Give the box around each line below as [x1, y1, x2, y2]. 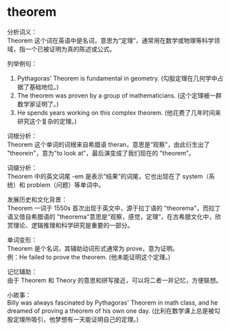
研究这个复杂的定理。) [16, 117, 77, 125]
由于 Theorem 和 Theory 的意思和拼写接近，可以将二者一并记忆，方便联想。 [7, 276, 222, 284]
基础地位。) [29, 82, 59, 91]
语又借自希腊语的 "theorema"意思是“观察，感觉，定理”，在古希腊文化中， [7, 212, 216, 221]
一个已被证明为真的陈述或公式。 [25, 45, 115, 53]
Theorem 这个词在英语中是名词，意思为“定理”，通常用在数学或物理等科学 [7, 36, 214, 45]
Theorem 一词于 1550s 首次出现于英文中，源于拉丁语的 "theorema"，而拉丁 [7, 203, 221, 212]
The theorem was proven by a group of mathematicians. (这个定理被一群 [16, 91, 222, 100]
